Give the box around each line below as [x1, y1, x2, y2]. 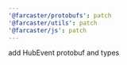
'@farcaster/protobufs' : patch [8, 11, 112, 20]
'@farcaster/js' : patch [8, 26, 87, 34]
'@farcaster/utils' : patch [8, 19, 98, 27]
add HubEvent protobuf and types [8, 48, 120, 58]
